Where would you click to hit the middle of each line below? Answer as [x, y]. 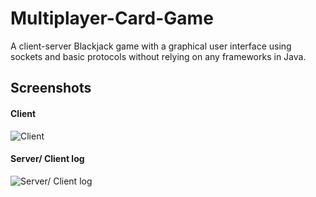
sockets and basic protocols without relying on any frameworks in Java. [158, 56]
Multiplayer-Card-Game [112, 18]
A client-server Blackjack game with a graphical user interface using [151, 46]
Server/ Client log [47, 159]
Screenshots [51, 88]
